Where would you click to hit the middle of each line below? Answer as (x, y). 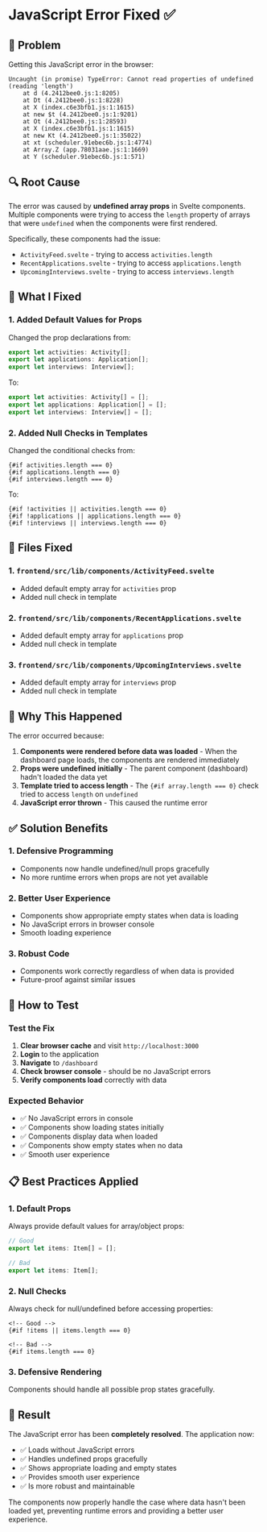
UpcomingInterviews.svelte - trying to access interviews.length (127, 271)
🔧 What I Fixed (45, 297)
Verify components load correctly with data (93, 1080)
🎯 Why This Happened (66, 716)
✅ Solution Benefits (58, 828)
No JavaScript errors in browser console (87, 924)
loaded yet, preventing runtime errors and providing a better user (116, 1511)
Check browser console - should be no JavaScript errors (115, 1072)
